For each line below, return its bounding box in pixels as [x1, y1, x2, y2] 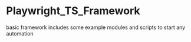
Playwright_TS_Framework [6, 4, 140, 18]
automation [6, 30, 34, 37]
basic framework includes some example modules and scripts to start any [6, 24, 186, 31]
